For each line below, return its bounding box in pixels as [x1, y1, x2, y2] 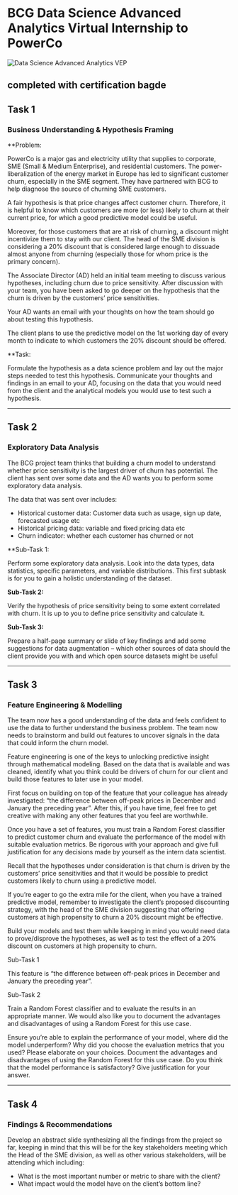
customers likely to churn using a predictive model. [7, 876, 157, 885]
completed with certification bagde [7, 79, 166, 92]
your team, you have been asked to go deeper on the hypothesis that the [7, 286, 220, 295]
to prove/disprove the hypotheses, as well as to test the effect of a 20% [7, 935, 217, 943]
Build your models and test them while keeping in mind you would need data [7, 927, 230, 935]
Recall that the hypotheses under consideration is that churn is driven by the [7, 861, 230, 870]
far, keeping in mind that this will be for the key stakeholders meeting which [7, 1143, 228, 1152]
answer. [7, 1071, 30, 1079]
